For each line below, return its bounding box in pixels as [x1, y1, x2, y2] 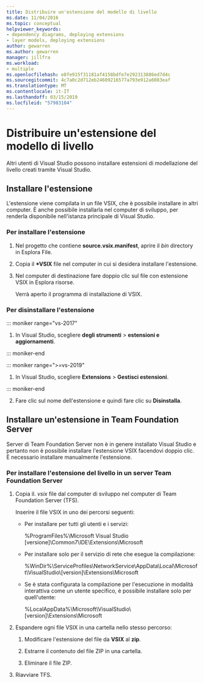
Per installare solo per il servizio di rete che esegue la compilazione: [24, 550, 195, 558]
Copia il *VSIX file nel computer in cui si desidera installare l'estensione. [15, 260, 198, 268]
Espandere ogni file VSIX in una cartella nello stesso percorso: [15, 624, 172, 631]
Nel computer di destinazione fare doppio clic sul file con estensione [15, 272, 188, 279]
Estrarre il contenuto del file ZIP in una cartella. [24, 648, 142, 655]
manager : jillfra [6, 54, 51, 60]
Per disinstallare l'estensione [6, 305, 95, 314]
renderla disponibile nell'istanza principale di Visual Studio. [6, 213, 155, 220]
